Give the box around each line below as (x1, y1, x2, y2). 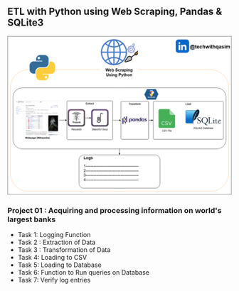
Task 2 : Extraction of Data (17, 238, 96, 247)
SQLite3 (7, 17, 44, 29)
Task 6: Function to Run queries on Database (17, 268, 150, 277)
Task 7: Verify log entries (17, 276, 91, 285)
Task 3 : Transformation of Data (17, 246, 111, 254)
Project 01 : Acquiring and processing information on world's (7, 206, 222, 216)
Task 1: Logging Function (17, 231, 91, 239)
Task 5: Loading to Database (17, 260, 102, 269)
